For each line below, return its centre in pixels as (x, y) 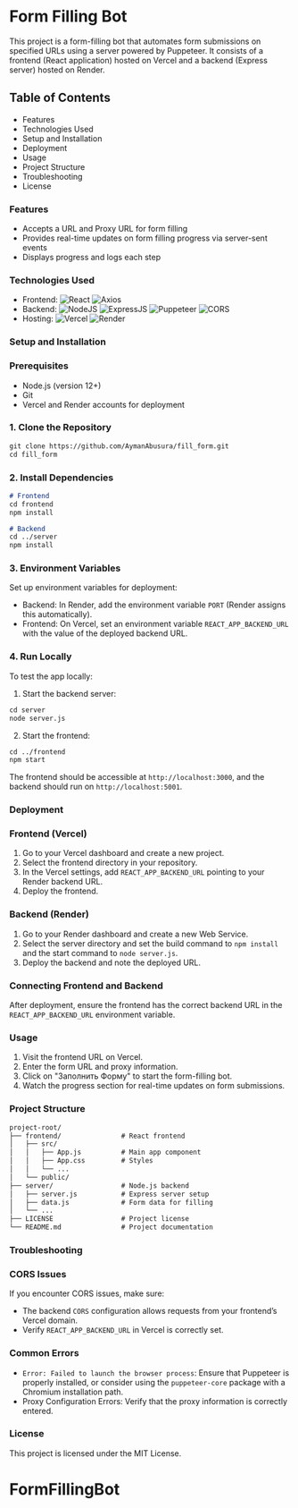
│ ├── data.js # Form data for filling (112, 1202)
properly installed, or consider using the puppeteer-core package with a (153, 1382)
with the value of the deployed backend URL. (105, 633)
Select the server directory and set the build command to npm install (150, 943)
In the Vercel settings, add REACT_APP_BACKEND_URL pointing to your (143, 872)
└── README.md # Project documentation (112, 1227)
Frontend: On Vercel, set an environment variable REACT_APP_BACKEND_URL (155, 624)
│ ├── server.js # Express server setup (109, 1194)
